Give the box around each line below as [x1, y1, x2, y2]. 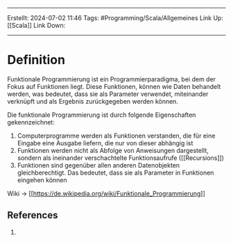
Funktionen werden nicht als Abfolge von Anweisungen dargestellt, [17, 146, 209, 154]
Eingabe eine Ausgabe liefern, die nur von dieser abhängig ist [17, 138, 193, 147]
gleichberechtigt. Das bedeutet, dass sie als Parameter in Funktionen [17, 168, 214, 177]
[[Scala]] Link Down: [7, 22, 66, 29]
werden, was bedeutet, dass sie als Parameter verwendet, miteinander [7, 90, 209, 98]
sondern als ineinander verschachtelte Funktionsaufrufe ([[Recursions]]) [17, 154, 224, 162]
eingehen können [17, 175, 67, 184]
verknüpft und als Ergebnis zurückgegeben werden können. [7, 97, 179, 105]
